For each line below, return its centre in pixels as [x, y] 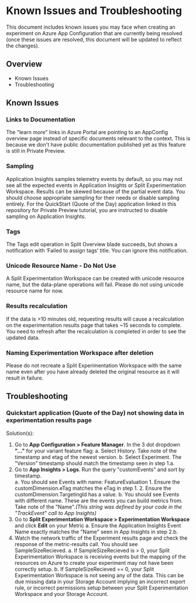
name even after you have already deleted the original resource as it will [93, 372]
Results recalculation [37, 306]
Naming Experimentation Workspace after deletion [80, 353]
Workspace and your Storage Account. [61, 594]
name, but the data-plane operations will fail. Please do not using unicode [95, 285]
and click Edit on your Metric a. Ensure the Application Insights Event [98, 525]
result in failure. [25, 378]
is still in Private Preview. [36, 151]
